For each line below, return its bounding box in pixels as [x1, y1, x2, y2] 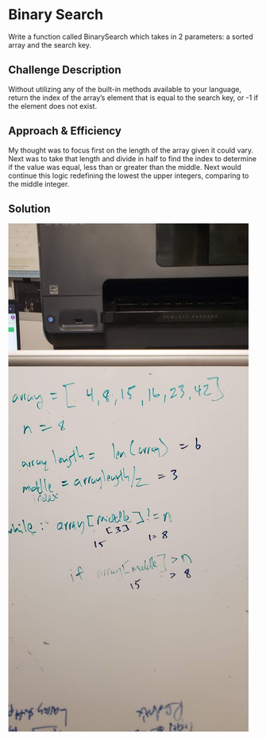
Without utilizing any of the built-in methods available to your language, [8, 84, 242, 94]
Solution [8, 202, 51, 215]
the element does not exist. [8, 101, 98, 110]
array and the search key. [8, 40, 92, 49]
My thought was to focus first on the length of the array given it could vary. [8, 145, 254, 155]
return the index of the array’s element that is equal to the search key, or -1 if [8, 93, 259, 102]
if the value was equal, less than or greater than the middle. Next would [8, 162, 242, 172]
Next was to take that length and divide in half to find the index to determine [8, 153, 256, 164]
